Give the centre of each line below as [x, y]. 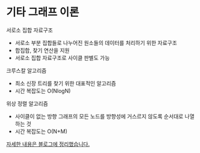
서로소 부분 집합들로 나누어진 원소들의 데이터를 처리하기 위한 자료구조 [96, 43]
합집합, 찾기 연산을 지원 [42, 50]
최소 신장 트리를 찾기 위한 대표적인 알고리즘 [65, 83]
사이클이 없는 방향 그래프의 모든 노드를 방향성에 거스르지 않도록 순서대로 [99, 116]
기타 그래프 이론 [43, 12]
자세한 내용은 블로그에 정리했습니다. [48, 144]
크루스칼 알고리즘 [26, 70]
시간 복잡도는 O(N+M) [41, 131]
